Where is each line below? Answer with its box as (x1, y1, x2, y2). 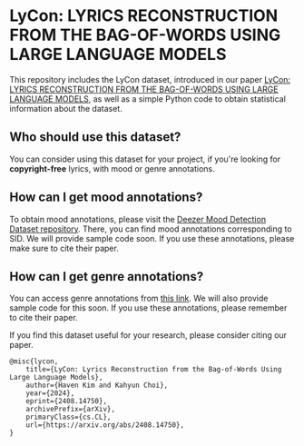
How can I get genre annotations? (9, 269, 204, 284)
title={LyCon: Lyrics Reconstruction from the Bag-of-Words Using (25, 365, 282, 374)
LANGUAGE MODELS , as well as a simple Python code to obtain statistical (9, 93, 286, 104)
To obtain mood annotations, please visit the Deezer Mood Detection (9, 213, 266, 224)
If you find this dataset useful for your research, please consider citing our (9, 330, 288, 341)
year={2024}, (25, 389, 75, 398)
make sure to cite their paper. (9, 243, 120, 253)
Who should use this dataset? (9, 129, 181, 145)
